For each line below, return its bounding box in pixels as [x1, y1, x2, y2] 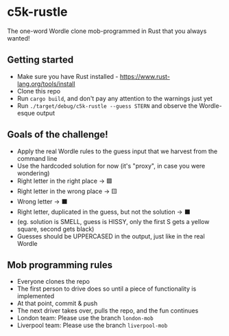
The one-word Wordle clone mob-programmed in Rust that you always [7, 27, 207, 35]
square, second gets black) [16, 225, 95, 233]
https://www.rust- [119, 72, 170, 80]
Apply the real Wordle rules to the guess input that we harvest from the [16, 147, 218, 155]
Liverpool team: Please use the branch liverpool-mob [16, 321, 168, 330]
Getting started [7, 54, 74, 66]
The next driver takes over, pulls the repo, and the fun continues [16, 306, 199, 315]
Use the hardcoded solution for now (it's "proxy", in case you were [16, 161, 206, 170]
